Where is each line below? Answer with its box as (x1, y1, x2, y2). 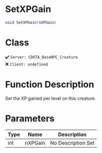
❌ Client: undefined (5, 61, 48, 67)
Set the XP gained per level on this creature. (5, 95, 96, 101)
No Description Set (49, 139, 95, 146)
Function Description (5, 78, 94, 90)
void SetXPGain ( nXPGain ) (5, 20, 57, 25)
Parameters (5, 112, 55, 124)
